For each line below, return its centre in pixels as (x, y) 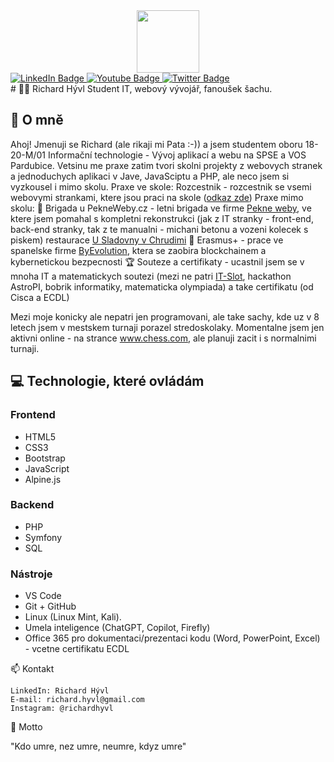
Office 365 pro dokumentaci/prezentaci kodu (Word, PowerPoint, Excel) (172, 638)
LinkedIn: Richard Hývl (60, 691)
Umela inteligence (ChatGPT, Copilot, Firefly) (117, 628)
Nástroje (31, 574)
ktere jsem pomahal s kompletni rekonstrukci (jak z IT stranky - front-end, (162, 218)
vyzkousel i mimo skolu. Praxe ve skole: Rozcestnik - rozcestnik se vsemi (161, 186)
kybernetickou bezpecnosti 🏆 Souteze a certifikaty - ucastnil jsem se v (157, 261)
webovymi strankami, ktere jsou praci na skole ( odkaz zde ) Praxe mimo (157, 197)
